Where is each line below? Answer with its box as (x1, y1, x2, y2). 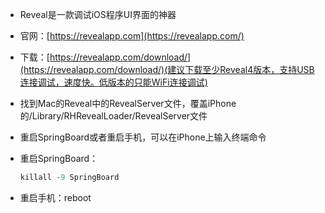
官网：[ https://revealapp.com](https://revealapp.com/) (19, 30, 245, 42)
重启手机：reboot (19, 191, 92, 203)
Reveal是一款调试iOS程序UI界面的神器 (19, 9, 177, 20)
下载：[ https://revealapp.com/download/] (19, 51, 192, 63)
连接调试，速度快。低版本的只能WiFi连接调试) (19, 76, 208, 88)
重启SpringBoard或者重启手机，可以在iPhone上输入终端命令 (19, 131, 267, 143)
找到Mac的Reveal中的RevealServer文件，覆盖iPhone (19, 98, 237, 109)
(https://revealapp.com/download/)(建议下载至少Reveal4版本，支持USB (19, 64, 315, 75)
